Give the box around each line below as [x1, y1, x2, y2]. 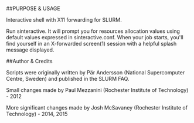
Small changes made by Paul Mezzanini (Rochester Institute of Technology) [6, 87, 189, 93]
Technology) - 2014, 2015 [6, 111, 68, 117]
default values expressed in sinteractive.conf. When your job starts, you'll [6, 34, 183, 40]
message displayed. [6, 46, 55, 53]
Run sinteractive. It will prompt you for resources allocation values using [6, 28, 181, 35]
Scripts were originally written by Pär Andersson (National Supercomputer [6, 69, 185, 76]
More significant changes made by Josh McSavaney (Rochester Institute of [6, 104, 188, 111]
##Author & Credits [6, 58, 53, 64]
